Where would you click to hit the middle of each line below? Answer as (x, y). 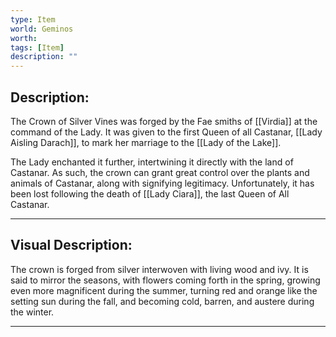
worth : (24, 38)
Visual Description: (71, 245)
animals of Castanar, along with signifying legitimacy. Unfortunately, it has (162, 183)
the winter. (32, 312)
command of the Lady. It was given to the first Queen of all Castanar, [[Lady (166, 132)
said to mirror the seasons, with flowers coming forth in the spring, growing (165, 280)
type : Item (33, 19)
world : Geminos (42, 29)
